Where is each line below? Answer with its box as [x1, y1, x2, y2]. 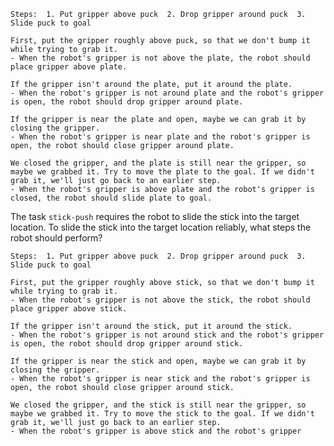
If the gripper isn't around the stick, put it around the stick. [10, 321, 293, 331]
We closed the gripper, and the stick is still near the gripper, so [10, 400, 307, 410]
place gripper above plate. [10, 62, 128, 72]
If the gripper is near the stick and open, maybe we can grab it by [10, 356, 307, 366]
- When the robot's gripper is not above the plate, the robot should [10, 53, 311, 63]
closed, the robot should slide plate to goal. [10, 193, 213, 203]
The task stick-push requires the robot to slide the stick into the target [10, 211, 300, 222]
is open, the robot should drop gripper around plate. [10, 97, 244, 107]
